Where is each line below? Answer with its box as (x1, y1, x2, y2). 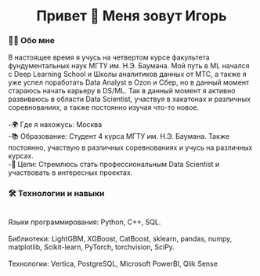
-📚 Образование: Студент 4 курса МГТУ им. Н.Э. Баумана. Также (8, 132, 229, 141)
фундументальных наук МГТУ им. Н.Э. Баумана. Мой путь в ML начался (8, 61, 250, 71)
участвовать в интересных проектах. (8, 168, 133, 177)
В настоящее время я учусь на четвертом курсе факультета (8, 53, 210, 62)
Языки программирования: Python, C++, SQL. (8, 217, 161, 227)
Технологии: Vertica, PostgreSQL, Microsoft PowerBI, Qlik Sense (8, 259, 218, 268)
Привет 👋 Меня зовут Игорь (36, 7, 227, 25)
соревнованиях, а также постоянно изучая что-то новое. (8, 103, 200, 112)
